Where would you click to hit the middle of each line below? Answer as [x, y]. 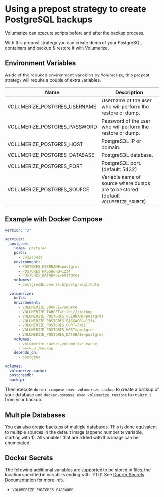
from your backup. [24, 399]
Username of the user [127, 100]
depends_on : [26, 353]
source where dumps [126, 183]
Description [129, 92]
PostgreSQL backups [49, 19]
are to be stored [120, 189]
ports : [20, 253]
